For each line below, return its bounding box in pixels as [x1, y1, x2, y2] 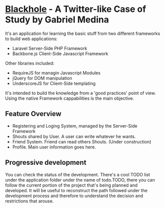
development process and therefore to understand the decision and [5, 193, 144, 199]
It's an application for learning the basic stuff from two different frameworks [5, 30, 160, 36]
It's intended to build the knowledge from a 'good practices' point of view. [5, 90, 156, 96]
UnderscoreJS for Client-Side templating [12, 80, 96, 86]
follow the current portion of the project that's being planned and [5, 182, 138, 188]
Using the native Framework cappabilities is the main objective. [5, 95, 134, 101]
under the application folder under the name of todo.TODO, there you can [5, 177, 155, 183]
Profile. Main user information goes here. [12, 144, 96, 150]
